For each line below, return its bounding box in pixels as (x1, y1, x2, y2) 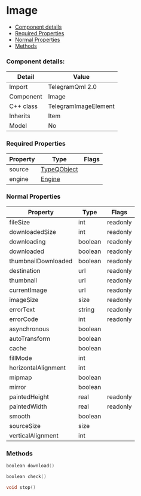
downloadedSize (9, 227, 57, 236)
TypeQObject (41, 165, 78, 173)
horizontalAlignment (9, 363, 66, 372)
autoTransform (9, 334, 51, 343)
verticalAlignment (9, 431, 59, 439)
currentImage (9, 286, 48, 294)
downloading (9, 237, 46, 245)
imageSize (9, 295, 39, 304)
